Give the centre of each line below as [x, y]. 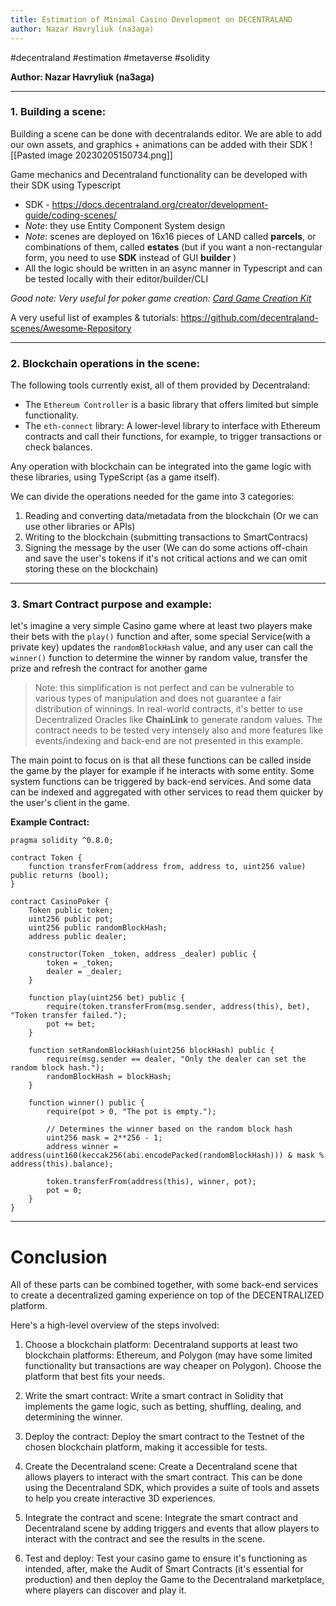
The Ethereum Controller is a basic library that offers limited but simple [171, 405]
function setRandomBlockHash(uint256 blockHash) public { [151, 1051]
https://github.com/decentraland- [249, 317]
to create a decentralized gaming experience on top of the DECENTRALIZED [167, 1295]
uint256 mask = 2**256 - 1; [104, 1138]
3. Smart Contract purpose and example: [111, 604]
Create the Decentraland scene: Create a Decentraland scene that [161, 1467]
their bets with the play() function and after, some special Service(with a [160, 637]
